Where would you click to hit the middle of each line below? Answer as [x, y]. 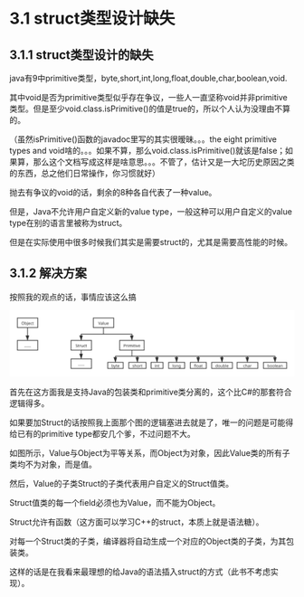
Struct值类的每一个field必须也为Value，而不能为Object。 [115, 503]
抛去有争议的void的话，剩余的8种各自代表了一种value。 [113, 192]
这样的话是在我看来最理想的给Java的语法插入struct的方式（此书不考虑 [140, 572]
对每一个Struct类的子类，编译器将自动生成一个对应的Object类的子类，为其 [148, 541]
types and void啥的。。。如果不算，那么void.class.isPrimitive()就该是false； [147, 151]
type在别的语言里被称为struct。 [68, 223]
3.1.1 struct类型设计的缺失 [81, 55]
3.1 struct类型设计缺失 [92, 19]
